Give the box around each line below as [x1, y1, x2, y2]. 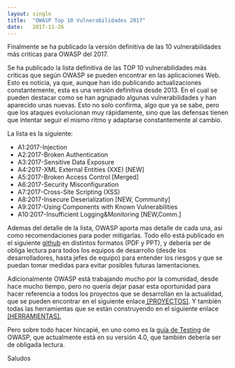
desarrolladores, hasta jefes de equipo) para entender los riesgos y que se [7, 254, 223, 262]
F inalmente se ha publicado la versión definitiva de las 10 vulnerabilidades [7, 43, 222, 51]
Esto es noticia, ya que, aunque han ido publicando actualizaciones [7, 79, 202, 87]
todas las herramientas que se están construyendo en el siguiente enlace [7, 305, 219, 313]
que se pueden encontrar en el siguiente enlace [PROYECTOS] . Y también [7, 297, 222, 305]
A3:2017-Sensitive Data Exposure [17, 158, 114, 166]
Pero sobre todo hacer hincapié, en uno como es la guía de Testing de [7, 326, 210, 334]
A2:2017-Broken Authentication [17, 150, 109, 159]
